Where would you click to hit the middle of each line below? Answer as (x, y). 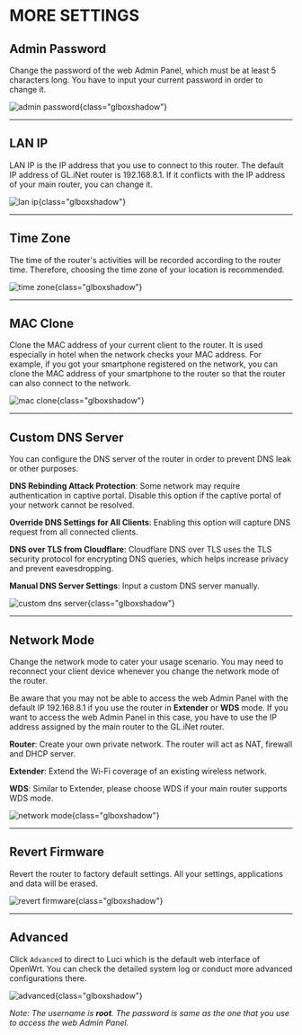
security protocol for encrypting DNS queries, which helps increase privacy (149, 559)
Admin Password (58, 49)
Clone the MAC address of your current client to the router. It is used (136, 345)
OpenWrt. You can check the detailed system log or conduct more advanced (151, 969)
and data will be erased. (54, 883)
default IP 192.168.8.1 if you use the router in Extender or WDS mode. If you (149, 708)
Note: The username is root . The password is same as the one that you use (150, 1013)
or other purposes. (44, 469)
